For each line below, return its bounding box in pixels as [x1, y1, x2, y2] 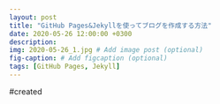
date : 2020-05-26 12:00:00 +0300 [9, 29, 133, 38]
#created [9, 85, 42, 97]
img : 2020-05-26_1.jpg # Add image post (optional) [9, 46, 203, 55]
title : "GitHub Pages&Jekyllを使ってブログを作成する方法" [9, 21, 212, 30]
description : [9, 37, 57, 47]
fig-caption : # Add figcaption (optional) [9, 54, 168, 63]
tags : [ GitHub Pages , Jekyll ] [9, 63, 121, 71]
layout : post [9, 12, 57, 22]
